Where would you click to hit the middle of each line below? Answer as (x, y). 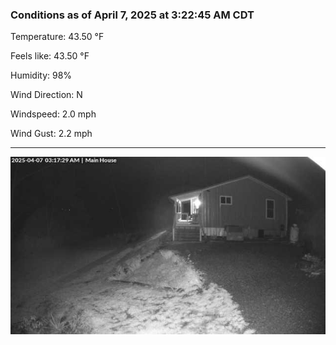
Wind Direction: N (46, 95)
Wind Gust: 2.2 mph (51, 134)
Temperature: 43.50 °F (57, 37)
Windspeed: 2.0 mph (53, 114)
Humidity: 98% (41, 75)
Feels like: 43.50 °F (50, 56)
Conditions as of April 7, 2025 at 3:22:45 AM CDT (132, 15)
